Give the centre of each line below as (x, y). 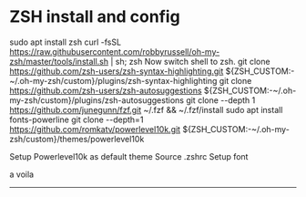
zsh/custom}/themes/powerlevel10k (77, 139)
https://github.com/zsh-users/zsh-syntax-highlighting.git (117, 71)
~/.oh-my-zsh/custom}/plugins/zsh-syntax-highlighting (113, 80)
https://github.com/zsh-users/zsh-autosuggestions (106, 90)
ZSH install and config (95, 17)
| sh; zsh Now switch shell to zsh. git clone (190, 61)
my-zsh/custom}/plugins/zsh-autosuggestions (97, 100)
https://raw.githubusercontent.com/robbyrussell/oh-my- (115, 51)
